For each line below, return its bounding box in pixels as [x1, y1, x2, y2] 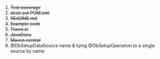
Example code [10, 21, 41, 27]
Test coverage [10, 5, 41, 10]
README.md [10, 15, 37, 21]
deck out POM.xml [10, 10, 50, 16]
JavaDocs [10, 32, 32, 37]
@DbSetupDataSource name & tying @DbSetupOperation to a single [10, 43, 155, 48]
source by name [10, 48, 45, 54]
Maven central [10, 37, 41, 43]
